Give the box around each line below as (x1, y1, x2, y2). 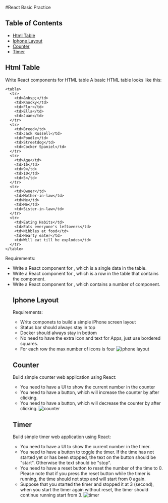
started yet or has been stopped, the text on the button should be (20, 454, 156, 460)
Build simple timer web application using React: (12, 434, 111, 440)
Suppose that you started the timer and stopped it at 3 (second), (20, 481, 154, 487)
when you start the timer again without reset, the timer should (20, 487, 149, 493)
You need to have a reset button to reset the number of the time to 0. (20, 465, 163, 471)
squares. (20, 341, 39, 347)
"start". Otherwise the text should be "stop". (20, 460, 111, 466)
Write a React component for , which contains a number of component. (12, 281, 160, 287)
